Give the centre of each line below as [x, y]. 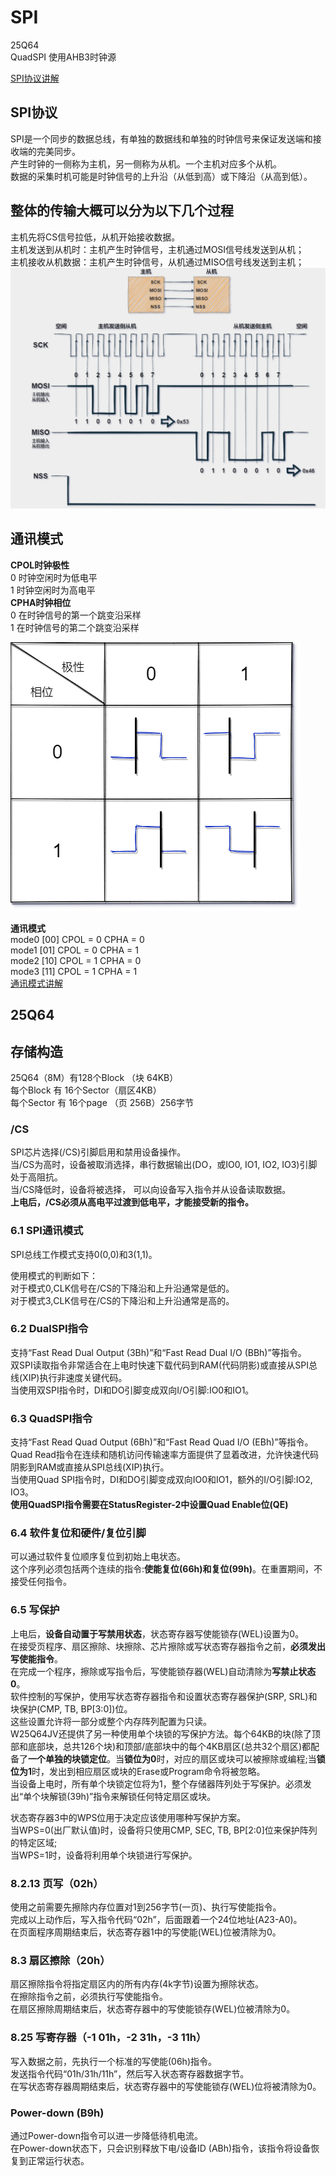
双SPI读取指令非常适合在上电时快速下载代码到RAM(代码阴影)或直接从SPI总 [164, 1365]
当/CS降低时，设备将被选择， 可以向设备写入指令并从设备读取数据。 [151, 1190]
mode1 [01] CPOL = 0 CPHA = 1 [74, 950]
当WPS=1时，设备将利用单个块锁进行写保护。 [104, 1855]
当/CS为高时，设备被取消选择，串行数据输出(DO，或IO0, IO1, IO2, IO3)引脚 [164, 1165]
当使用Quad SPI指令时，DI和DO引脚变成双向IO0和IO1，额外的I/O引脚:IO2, [161, 1480]
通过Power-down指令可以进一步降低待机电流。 [106, 2135]
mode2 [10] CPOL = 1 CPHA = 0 [76, 960]
